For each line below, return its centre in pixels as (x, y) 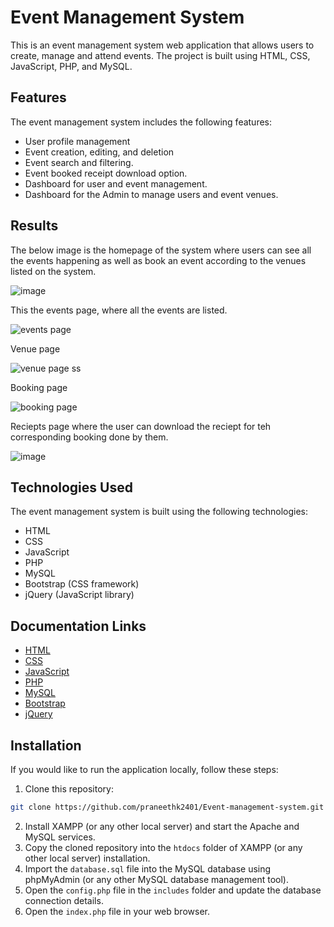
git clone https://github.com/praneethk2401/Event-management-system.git (167, 807)
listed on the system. (53, 271)
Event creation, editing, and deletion (99, 152)
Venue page (35, 348)
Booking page (39, 387)
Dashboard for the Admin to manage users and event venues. (151, 194)
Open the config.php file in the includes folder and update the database (173, 890)
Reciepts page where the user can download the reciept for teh (141, 426)
